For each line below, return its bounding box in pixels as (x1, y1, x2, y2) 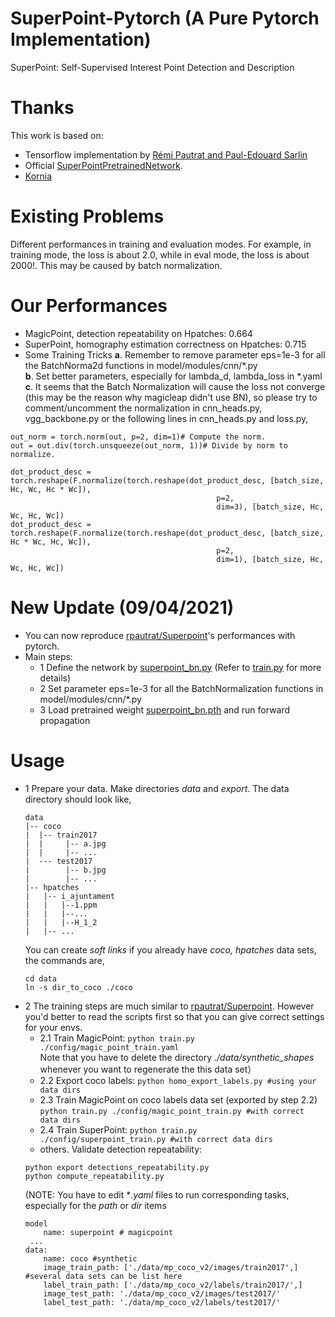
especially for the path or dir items (24, 1199, 167, 1211)
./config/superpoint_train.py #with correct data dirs (39, 1134, 273, 1144)
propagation (39, 714, 91, 726)
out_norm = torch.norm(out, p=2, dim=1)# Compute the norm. (10, 432, 267, 442)
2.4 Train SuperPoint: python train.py (39, 1123, 198, 1136)
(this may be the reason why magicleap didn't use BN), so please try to (24, 391, 318, 403)
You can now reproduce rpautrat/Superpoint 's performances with (24, 629, 296, 641)
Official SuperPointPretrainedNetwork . (24, 159, 183, 171)
